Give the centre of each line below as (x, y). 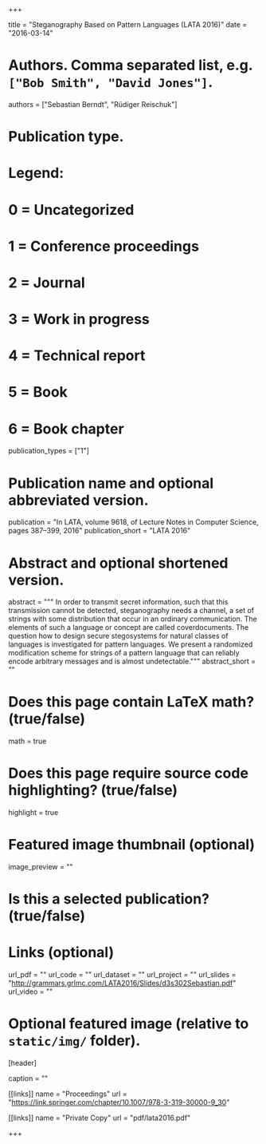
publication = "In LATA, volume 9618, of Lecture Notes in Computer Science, (133, 522)
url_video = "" (31, 992)
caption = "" (28, 1079)
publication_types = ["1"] (49, 451)
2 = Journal (47, 282)
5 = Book (38, 392)
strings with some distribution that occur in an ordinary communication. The (133, 619)
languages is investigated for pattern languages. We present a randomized (131, 644)
